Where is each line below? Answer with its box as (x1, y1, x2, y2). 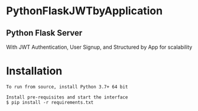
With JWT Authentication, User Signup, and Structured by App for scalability (6, 43, 193, 50)
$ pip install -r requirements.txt (6, 99, 94, 105)
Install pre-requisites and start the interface (6, 94, 128, 100)
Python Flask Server (6, 28, 83, 38)
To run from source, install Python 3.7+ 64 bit (6, 84, 128, 90)
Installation (6, 64, 63, 78)
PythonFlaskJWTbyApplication (6, 4, 163, 18)
